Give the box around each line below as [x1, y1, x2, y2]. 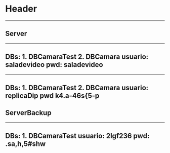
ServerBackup [5, 108, 52, 117]
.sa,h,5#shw [5, 140, 46, 148]
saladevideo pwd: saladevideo [5, 60, 103, 69]
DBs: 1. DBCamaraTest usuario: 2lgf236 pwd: [5, 132, 150, 140]
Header [5, 3, 37, 15]
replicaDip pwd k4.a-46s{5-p [5, 91, 100, 100]
